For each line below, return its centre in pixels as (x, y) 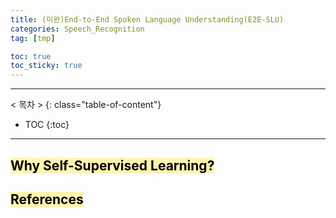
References (47, 199)
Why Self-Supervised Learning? (112, 165)
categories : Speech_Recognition (77, 29)
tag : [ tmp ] (33, 38)
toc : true (31, 56)
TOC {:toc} (47, 125)
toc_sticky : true (46, 66)
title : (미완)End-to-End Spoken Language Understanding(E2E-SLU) (147, 19)
